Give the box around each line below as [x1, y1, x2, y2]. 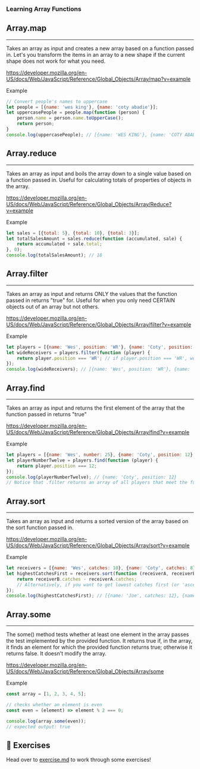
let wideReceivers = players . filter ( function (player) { [6, 349, 151, 356]
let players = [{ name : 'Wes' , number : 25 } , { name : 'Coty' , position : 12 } [6, 452, 193, 458]
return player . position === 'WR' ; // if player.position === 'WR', [17, 355, 187, 361]
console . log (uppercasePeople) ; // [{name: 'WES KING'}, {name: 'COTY [6, 132, 183, 138]
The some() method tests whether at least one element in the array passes [6, 631, 189, 638]
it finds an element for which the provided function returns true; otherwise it [6, 643, 192, 651]
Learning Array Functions [6, 5, 82, 13]
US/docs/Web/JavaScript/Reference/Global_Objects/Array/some [6, 668, 164, 675]
